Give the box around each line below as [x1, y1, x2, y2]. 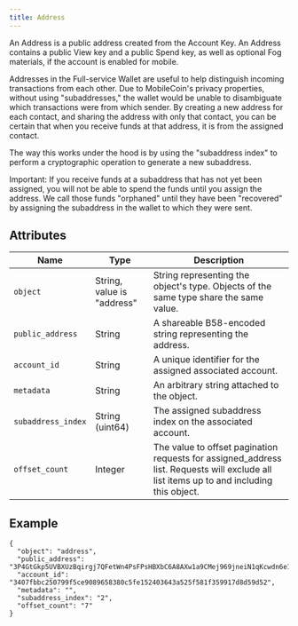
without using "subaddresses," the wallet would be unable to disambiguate [9, 92, 282, 103]
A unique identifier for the [153, 353, 260, 366]
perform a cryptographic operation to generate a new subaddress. [9, 156, 252, 167]
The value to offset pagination [153, 441, 278, 454]
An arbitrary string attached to [153, 379, 279, 392]
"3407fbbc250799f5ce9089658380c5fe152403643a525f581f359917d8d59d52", [9, 578, 276, 587]
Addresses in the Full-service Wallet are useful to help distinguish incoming [9, 73, 285, 84]
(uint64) [94, 421, 130, 433]
